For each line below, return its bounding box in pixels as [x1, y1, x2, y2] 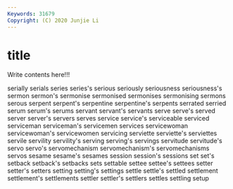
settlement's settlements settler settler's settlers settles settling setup [7, 174, 210, 183]
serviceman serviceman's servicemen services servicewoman [7, 121, 189, 130]
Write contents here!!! [7, 71, 70, 79]
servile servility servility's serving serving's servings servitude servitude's [7, 137, 223, 145]
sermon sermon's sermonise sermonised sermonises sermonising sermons [7, 92, 227, 100]
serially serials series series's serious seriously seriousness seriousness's [7, 84, 222, 92]
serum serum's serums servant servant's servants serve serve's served [7, 106, 216, 115]
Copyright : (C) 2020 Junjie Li [7, 17, 99, 24]
